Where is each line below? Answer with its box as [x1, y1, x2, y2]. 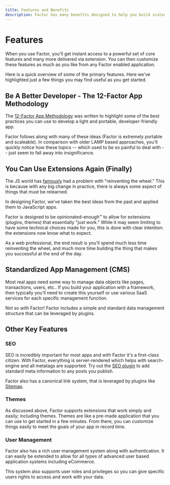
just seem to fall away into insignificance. [8, 150, 95, 156]
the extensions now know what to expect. [5, 230, 92, 236]
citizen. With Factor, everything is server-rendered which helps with [5, 357, 147, 363]
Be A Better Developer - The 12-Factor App [5, 91, 143, 100]
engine [5, 363, 20, 369]
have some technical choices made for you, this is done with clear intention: [5, 224, 163, 231]
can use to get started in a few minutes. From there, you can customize [5, 418, 154, 424]
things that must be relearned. [5, 189, 68, 195]
